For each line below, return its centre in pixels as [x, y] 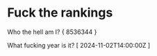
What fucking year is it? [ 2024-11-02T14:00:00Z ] [79, 45]
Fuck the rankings [60, 13]
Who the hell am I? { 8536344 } [52, 32]
